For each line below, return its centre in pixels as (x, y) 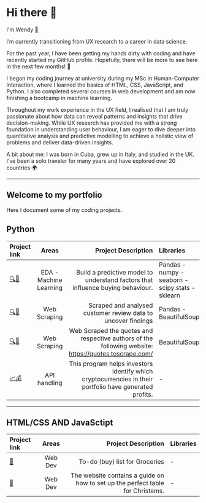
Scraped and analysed (120, 305)
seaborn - (174, 280)
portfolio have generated (117, 386)
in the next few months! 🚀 (39, 66)
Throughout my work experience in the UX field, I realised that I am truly (97, 109)
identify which (133, 371)
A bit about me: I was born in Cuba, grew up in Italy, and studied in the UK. (101, 154)
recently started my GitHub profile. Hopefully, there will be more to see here (102, 60)
